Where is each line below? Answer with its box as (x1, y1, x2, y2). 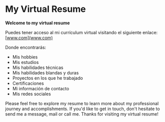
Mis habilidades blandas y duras (12, 69, 79, 75)
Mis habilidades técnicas (12, 64, 64, 70)
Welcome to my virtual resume (5, 20, 70, 26)
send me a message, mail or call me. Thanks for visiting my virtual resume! (5, 111, 159, 117)
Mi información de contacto (12, 85, 69, 91)
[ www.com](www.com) (5, 35, 53, 41)
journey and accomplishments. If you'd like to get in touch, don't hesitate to (5, 106, 161, 112)
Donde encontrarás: (5, 44, 46, 50)
